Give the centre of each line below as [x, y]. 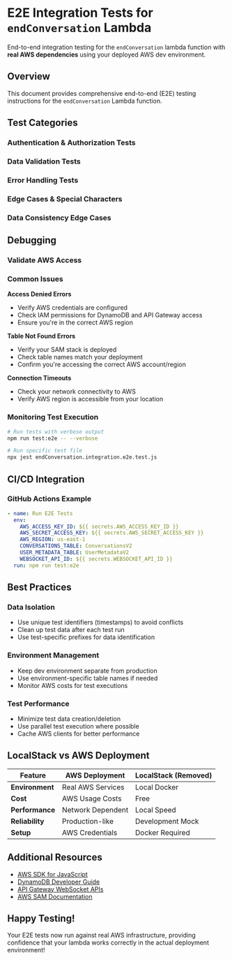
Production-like [87, 821]
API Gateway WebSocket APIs [60, 889]
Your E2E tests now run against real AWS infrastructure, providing [102, 936]
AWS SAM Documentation [55, 896]
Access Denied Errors [39, 294]
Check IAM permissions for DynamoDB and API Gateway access [110, 315]
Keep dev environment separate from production [87, 671]
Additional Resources [55, 858]
